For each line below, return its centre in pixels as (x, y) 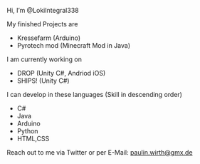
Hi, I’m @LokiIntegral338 (43, 10)
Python (27, 131)
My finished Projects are (42, 24)
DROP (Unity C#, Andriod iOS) (61, 73)
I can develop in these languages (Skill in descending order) (95, 94)
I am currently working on (44, 59)
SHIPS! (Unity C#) (43, 81)
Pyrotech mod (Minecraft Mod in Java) (74, 45)
